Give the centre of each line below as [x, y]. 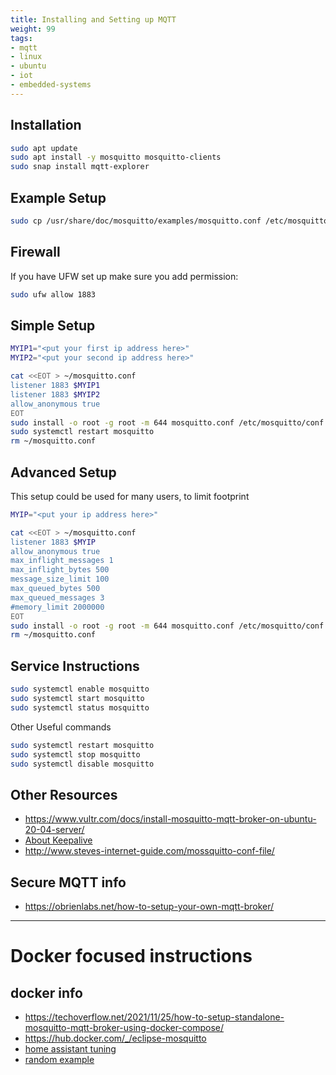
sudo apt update [44, 148]
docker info [46, 992]
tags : [21, 38]
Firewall [35, 252]
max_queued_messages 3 [57, 597]
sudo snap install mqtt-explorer [80, 167]
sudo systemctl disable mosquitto [82, 764]
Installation [46, 125]
